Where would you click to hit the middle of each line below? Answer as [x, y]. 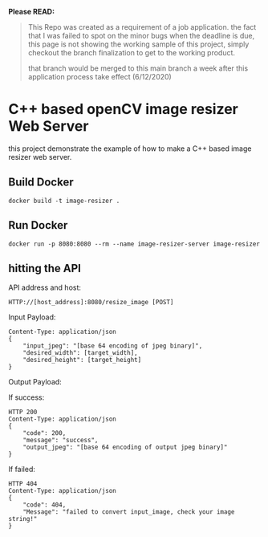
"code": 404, [45, 505]
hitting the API [45, 268]
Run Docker [38, 225]
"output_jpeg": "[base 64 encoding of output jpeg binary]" [125, 447]
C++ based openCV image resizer [123, 110]
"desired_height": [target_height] [82, 360]
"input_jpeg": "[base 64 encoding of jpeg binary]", [113, 346]
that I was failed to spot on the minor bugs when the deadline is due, [141, 36]
